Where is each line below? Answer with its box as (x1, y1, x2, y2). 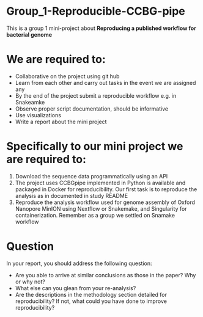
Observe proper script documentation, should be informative (15, 105, 169, 112)
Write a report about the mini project (15, 118, 107, 125)
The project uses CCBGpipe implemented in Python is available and (15, 179, 186, 186)
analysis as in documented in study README (15, 192, 128, 199)
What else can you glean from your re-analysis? (15, 284, 136, 291)
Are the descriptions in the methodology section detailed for (15, 291, 167, 298)
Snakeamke (15, 98, 45, 106)
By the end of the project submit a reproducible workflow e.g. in (15, 92, 177, 99)
